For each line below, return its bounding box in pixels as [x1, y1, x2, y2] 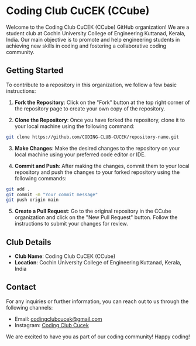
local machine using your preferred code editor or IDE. [14, 151, 146, 158]
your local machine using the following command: [14, 122, 135, 130]
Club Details [6, 237, 51, 247]
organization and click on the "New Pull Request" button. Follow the [14, 214, 178, 221]
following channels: [6, 304, 53, 311]
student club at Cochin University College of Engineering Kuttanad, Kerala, [6, 29, 186, 36]
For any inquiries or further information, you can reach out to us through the [6, 298, 189, 305]
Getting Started [6, 66, 64, 76]
